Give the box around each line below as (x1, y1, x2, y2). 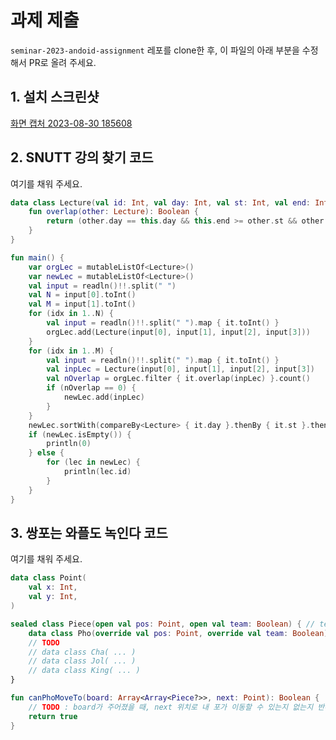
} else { (28, 448, 65, 458)
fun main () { (10, 252, 65, 263)
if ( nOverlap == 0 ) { (46, 383, 137, 393)
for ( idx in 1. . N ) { (28, 309, 114, 319)
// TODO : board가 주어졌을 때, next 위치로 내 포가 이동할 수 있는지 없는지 (28, 702, 314, 712)
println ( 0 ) (46, 439, 92, 449)
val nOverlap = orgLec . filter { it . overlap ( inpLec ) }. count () (46, 374, 311, 384)
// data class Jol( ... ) (28, 656, 137, 666)
